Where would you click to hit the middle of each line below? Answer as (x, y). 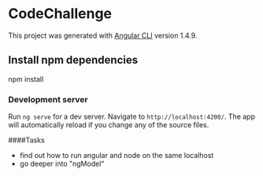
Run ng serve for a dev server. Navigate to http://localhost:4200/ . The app (132, 117)
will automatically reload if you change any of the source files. (109, 125)
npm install (26, 79)
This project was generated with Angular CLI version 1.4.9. (103, 35)
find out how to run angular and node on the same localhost (117, 156)
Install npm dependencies (73, 60)
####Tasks (26, 140)
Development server (48, 99)
